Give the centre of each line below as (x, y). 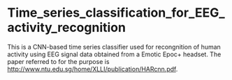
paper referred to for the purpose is (58, 61)
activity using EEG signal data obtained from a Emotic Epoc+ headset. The (114, 54)
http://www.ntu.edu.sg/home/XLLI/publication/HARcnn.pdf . (93, 69)
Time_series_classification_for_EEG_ (116, 13)
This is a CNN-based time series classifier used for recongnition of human (114, 47)
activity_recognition (66, 27)
